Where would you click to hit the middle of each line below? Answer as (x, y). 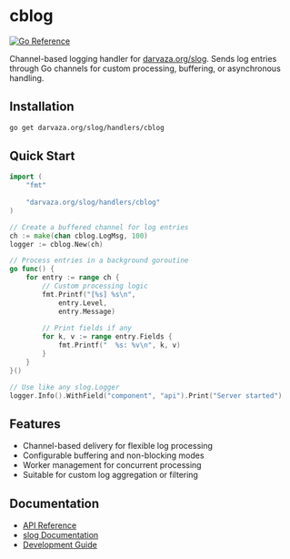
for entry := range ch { (73, 278)
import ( (26, 177)
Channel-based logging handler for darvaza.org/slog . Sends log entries (143, 58)
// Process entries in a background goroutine (99, 260)
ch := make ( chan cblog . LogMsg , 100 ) (79, 236)
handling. (27, 77)
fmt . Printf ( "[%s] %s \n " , (89, 294)
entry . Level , (82, 303)
